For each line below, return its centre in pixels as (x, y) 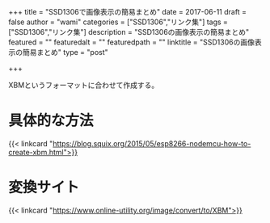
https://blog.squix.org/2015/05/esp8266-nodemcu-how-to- (152, 143)
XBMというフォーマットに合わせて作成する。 (84, 85)
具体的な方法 (51, 121)
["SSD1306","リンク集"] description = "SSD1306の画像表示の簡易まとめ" (129, 32)
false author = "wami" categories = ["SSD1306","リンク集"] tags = (118, 22)
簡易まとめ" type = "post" (65, 52)
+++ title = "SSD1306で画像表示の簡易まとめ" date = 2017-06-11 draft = (127, 12)
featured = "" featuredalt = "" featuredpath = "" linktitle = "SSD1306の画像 (131, 42)
